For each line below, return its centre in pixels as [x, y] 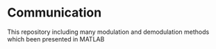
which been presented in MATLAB [56, 39]
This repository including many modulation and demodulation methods [108, 32]
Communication [55, 13]
